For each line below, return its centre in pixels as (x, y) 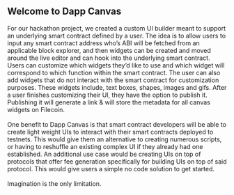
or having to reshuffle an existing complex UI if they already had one (105, 146)
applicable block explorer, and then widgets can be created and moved (109, 50)
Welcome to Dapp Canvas (64, 11)
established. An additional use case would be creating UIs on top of (104, 154)
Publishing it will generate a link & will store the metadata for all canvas (109, 102)
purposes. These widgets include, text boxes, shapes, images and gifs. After (117, 87)
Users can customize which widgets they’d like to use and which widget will (116, 65)
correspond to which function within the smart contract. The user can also (114, 72)
